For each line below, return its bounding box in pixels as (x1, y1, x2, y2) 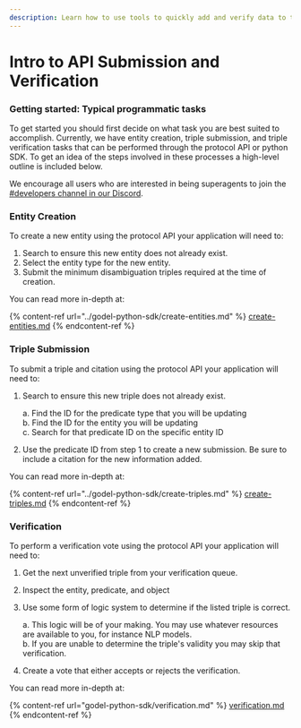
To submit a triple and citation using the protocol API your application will (9, 364, 279, 374)
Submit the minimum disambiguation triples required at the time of (21, 267, 267, 278)
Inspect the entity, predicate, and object (21, 585, 170, 595)
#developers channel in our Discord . (9, 188, 143, 199)
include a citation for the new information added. (21, 453, 202, 464)
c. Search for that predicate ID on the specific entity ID (21, 426, 224, 437)
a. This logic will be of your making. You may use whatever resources (21, 620, 279, 630)
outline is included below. (9, 161, 103, 172)
